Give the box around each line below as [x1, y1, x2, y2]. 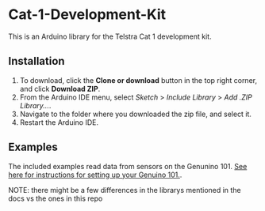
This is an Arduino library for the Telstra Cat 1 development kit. [8, 32, 212, 41]
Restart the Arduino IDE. [19, 117, 99, 127]
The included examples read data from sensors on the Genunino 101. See [8, 161, 248, 171]
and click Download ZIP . [19, 84, 101, 93]
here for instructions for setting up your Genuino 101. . [8, 170, 182, 179]
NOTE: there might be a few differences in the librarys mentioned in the [8, 185, 241, 194]
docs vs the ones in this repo [8, 194, 103, 203]
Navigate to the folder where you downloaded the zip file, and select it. [19, 109, 252, 119]
